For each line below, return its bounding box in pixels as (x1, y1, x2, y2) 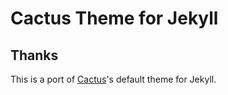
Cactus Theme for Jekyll (10, 7, 219, 30)
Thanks (10, 47, 59, 64)
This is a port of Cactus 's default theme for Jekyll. (10, 73, 217, 85)
